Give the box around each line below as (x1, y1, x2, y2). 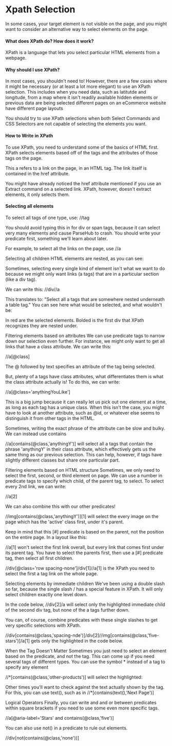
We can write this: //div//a (5, 286, 60, 292)
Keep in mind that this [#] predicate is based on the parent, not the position (5, 528, 164, 535)
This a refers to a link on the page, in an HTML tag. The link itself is (5, 165, 147, 171)
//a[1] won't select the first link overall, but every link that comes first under (5, 544, 164, 550)
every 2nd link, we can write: (5, 483, 67, 489)
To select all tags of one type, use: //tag (5, 215, 90, 221)
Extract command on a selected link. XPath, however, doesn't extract (5, 186, 151, 192)
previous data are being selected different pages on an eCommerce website (5, 100, 166, 106)
